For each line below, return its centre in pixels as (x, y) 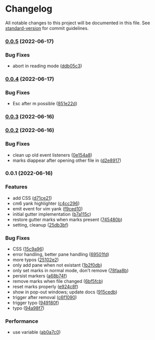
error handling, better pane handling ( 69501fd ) (61, 254)
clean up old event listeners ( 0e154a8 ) (52, 155)
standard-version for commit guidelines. (47, 28)
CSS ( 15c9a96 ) (28, 249)
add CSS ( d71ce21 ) (32, 198)
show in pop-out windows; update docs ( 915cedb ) (65, 292)
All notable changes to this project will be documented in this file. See (78, 23)
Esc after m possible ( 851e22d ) (45, 104)
